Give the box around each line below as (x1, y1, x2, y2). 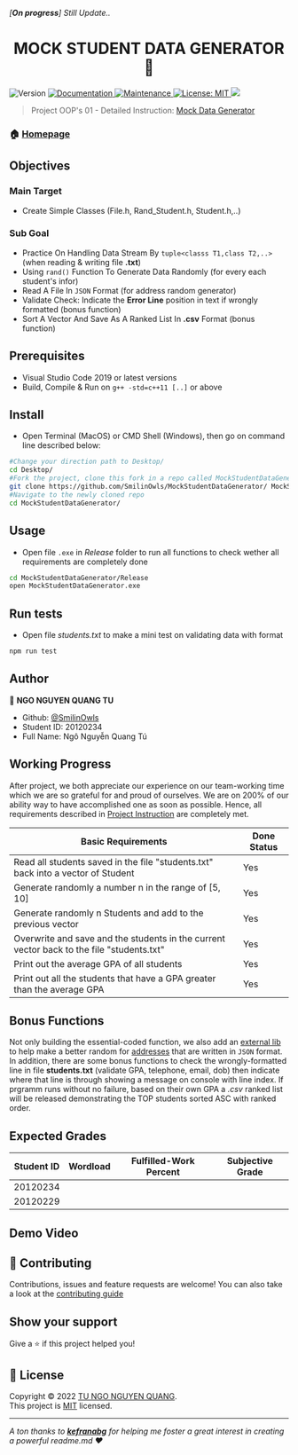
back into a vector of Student (13, 867, 135, 879)
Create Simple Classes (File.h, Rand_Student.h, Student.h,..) (21, 205, 241, 216)
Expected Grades (9, 1129, 106, 1144)
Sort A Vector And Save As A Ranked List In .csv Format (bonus (21, 313, 255, 324)
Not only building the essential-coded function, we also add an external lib (9, 1037, 281, 1048)
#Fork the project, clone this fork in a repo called (9, 474, 213, 483)
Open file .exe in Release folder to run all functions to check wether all (21, 547, 279, 557)
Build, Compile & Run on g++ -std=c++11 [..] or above (21, 381, 223, 392)
